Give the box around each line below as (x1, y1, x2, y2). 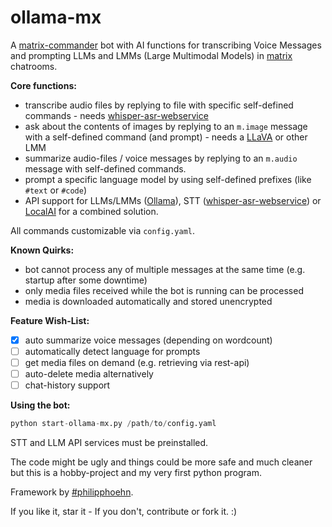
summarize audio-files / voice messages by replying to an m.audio (24, 152, 298, 164)
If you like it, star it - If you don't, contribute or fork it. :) (10, 506, 238, 518)
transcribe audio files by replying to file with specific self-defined (24, 99, 294, 111)
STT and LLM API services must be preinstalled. (10, 437, 209, 449)
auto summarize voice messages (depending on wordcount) (24, 334, 273, 346)
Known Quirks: (10, 244, 75, 256)
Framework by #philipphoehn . (10, 486, 134, 498)
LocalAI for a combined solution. (24, 205, 159, 217)
